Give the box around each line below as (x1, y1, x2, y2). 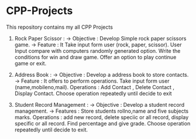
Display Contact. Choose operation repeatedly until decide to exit (14, 90, 172, 97)
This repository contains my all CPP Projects (6, 23, 113, 30)
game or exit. (14, 60, 47, 67)
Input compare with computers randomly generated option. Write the (14, 47, 181, 54)
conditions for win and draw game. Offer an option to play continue (14, 53, 177, 60)
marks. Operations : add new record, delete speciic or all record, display (14, 113, 189, 121)
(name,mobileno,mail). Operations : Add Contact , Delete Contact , (14, 83, 174, 90)
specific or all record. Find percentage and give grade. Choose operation (14, 120, 191, 127)
